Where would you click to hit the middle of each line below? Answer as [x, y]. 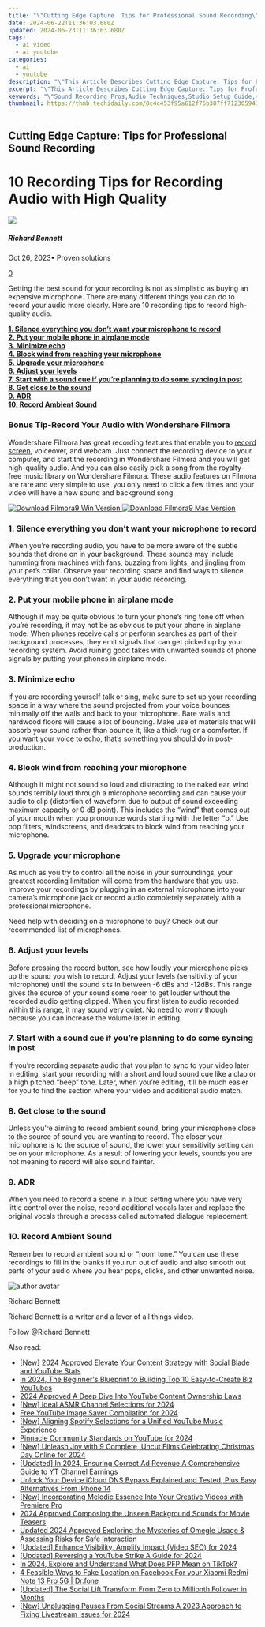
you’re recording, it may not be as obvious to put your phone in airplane [124, 626]
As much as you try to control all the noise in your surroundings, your [120, 873]
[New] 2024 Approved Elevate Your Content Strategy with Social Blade [134, 1362]
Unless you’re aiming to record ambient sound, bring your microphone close [132, 1128]
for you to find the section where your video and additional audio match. [125, 1090]
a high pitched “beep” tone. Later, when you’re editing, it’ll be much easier [129, 1082]
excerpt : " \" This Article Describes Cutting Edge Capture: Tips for [123, 89]
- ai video [33, 45]
